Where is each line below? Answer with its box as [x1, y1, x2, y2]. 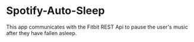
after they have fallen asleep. [6, 29, 77, 36]
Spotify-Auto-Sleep [6, 4, 105, 17]
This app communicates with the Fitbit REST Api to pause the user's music [6, 23, 188, 30]
